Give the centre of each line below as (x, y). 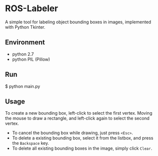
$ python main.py (23, 86)
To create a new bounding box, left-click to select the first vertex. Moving (79, 113)
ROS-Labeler (32, 9)
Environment (25, 43)
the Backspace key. (30, 143)
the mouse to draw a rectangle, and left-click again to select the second (77, 118)
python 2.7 (23, 54)
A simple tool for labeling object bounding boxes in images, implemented (78, 22)
